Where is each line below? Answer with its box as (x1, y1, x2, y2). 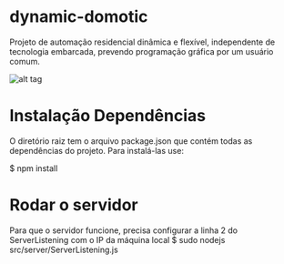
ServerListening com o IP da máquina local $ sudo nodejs (9, 234, 226, 245)
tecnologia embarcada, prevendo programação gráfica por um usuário (9, 46, 274, 56)
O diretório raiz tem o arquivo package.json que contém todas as (9, 135, 253, 147)
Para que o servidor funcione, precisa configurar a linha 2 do (9, 225, 238, 236)
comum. (9, 56, 41, 66)
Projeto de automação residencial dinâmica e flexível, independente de (9, 36, 276, 47)
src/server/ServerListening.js (9, 244, 118, 255)
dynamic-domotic (9, 6, 148, 27)
